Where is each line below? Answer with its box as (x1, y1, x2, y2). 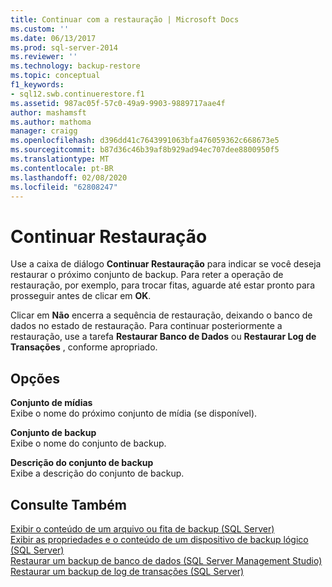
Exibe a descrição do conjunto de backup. (10, 467, 185, 480)
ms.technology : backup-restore (10, 61, 141, 71)
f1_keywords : (10, 80, 65, 90)
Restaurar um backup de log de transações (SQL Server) (10, 565, 245, 577)
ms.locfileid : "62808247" (10, 182, 118, 192)
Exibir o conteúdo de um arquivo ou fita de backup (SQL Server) (10, 522, 275, 535)
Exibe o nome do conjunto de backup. (10, 437, 167, 450)
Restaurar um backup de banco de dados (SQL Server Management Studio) (10, 554, 323, 566)
